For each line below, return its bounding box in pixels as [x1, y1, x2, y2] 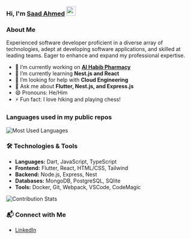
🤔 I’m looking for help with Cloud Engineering [14, 76, 129, 83]
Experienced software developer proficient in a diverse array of [6, 39, 163, 46]
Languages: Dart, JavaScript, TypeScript [14, 158, 117, 165]
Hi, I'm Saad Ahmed [6, 9, 65, 17]
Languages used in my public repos [6, 113, 112, 121]
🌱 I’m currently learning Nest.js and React [14, 70, 120, 77]
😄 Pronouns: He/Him [14, 89, 68, 96]
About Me [6, 25, 36, 34]
